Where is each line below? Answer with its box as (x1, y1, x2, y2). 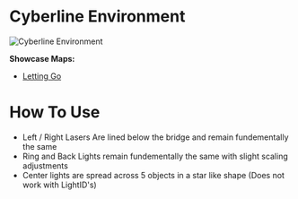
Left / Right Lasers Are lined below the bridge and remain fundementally (22, 132, 289, 143)
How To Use (9, 102, 101, 123)
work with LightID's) (22, 179, 97, 190)
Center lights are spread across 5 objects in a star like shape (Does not (22, 169, 285, 180)
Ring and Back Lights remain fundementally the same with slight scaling (22, 151, 289, 161)
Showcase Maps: (9, 53, 75, 64)
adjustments (22, 160, 69, 171)
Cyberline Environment (9, 6, 186, 27)
